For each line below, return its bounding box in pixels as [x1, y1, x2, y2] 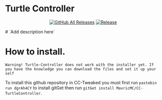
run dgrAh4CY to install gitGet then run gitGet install [5, 85, 114, 91]
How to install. [5, 46, 65, 57]
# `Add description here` [5, 29, 55, 34]
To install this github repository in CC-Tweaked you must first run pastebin [5, 79, 157, 85]
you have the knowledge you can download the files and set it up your [5, 67, 156, 71]
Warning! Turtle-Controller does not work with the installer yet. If [5, 62, 154, 67]
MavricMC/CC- [116, 86, 143, 91]
